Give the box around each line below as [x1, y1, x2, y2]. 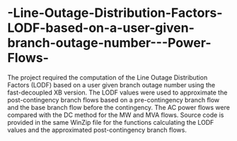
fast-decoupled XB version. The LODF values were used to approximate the [7, 88, 228, 97]
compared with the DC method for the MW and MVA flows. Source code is [7, 111, 224, 119]
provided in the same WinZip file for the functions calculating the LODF [7, 118, 214, 126]
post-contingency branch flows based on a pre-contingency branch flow [7, 95, 220, 104]
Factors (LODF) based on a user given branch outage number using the [7, 80, 216, 89]
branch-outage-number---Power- [7, 35, 212, 51]
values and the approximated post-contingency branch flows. [7, 125, 187, 134]
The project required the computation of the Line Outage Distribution [7, 73, 208, 82]
